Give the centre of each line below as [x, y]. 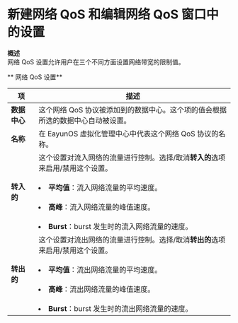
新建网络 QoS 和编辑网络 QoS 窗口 [107, 14]
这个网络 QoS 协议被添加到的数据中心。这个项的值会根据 [133, 110]
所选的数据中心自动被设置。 [85, 120]
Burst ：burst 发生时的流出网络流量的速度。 [120, 308]
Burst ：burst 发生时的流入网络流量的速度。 [120, 226]
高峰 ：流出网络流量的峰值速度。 [102, 289]
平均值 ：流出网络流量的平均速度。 [105, 269]
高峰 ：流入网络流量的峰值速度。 [102, 207]
